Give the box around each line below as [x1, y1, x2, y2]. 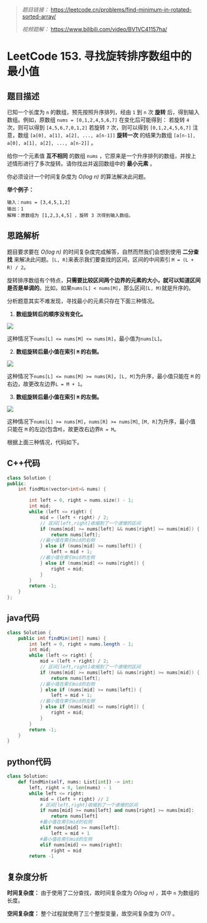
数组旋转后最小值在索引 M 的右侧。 [15, 348, 103, 355]
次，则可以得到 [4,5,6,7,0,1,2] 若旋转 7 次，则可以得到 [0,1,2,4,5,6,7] [7, 124, 192, 131]
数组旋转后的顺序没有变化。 [15, 310, 87, 317]
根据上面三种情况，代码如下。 [7, 438, 82, 446]
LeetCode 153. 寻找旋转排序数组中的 [7, 49, 192, 63]
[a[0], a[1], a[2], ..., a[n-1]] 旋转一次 [29, 131, 139, 139]
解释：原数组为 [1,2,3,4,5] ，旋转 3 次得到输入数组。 [7, 212, 134, 219]
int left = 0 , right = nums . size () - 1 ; [29, 497, 134, 504]
